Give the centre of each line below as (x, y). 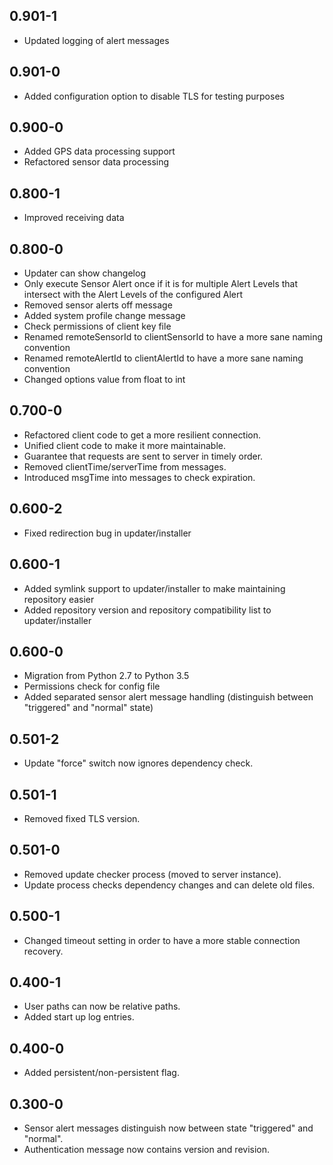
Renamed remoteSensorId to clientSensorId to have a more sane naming (173, 337)
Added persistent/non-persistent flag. (101, 1073)
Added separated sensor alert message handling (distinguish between (168, 697)
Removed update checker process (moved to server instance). (152, 874)
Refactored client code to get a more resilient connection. (142, 435)
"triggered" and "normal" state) (88, 708)
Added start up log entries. (79, 1017)
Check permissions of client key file (97, 326)
